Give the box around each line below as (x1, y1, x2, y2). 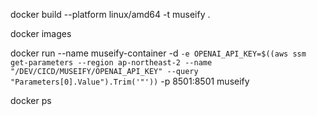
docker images (10, 28, 72, 39)
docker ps (10, 95, 52, 106)
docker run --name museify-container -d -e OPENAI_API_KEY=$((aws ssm (10, 47, 307, 59)
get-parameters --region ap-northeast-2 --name (10, 58, 213, 68)
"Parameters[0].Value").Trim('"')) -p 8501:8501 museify (10, 75, 250, 87)
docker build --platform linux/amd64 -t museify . (10, 9, 211, 20)
